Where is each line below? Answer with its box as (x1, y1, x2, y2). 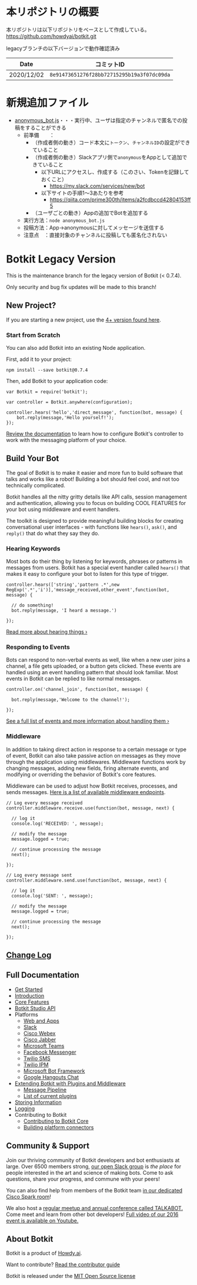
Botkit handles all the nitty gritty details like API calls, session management (6, 493, 187, 500)
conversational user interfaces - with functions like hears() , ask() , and (6, 523, 178, 530)
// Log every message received (6, 800, 83, 806)
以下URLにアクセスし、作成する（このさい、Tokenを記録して (41, 168, 189, 175)
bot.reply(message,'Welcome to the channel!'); (11, 697, 131, 703)
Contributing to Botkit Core (23, 1117, 89, 1125)
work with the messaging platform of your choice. (6, 436, 127, 443)
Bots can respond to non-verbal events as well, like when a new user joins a (6, 656, 190, 664)
